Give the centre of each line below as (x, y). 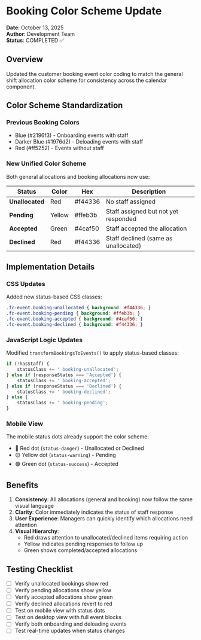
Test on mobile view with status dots (60, 611)
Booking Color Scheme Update (84, 11)
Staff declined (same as (139, 238)
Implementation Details (51, 267)
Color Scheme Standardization (65, 106)
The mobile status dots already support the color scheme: (78, 437)
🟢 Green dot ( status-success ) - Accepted (66, 464)
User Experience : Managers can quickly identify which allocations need (104, 519)
